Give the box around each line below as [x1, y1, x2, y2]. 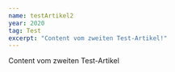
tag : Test [8, 26, 42, 34]
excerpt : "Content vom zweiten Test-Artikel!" [8, 34, 168, 42]
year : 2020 [8, 19, 45, 27]
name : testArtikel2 [8, 11, 74, 20]
